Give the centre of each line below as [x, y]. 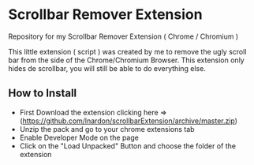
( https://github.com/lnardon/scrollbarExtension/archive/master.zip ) [129, 121]
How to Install [43, 94]
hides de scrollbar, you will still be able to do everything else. [107, 68]
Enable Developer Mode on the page [79, 137]
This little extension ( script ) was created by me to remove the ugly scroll [127, 51]
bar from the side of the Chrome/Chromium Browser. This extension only [126, 60]
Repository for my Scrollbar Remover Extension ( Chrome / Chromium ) [123, 36]
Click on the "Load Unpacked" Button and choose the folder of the [128, 146]
